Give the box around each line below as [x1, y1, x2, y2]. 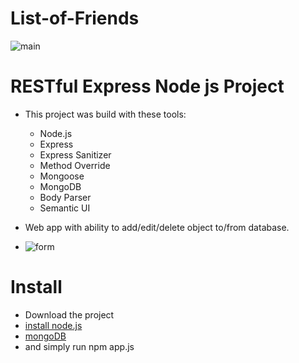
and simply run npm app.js [24, 340, 135, 352]
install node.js [24, 319, 83, 331]
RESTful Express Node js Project [10, 75, 285, 98]
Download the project [24, 308, 115, 321]
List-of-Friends [10, 7, 140, 30]
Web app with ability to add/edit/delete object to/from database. [24, 221, 290, 233]
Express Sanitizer [39, 148, 112, 161]
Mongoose [39, 170, 85, 182]
